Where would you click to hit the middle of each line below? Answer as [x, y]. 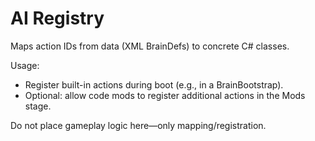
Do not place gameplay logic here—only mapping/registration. [138, 125]
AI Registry [57, 18]
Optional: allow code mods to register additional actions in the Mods [165, 95]
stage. [38, 106]
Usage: [25, 65]
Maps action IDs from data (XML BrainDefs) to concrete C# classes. [150, 46]
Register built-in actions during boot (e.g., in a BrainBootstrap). [154, 84]
